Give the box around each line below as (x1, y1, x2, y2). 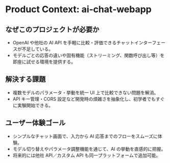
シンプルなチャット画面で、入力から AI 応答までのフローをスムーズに (12, 133, 158, 139)
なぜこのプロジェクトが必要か (5, 25, 100, 34)
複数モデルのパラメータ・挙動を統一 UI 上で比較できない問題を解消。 (12, 89, 159, 95)
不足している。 (21, 46, 54, 52)
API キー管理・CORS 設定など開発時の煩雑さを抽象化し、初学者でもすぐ (12, 96, 165, 102)
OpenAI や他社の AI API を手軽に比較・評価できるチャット (12, 40, 135, 45)
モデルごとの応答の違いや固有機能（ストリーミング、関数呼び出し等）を (12, 52, 165, 58)
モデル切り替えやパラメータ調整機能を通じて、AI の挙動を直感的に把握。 (12, 146, 166, 152)
